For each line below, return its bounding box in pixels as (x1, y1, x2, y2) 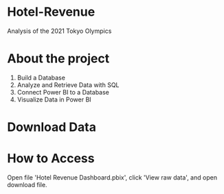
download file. (7, 181, 47, 189)
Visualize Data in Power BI (16, 95, 91, 104)
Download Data (7, 119, 96, 135)
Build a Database (16, 73, 65, 82)
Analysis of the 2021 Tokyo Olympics (7, 27, 112, 35)
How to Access (7, 151, 95, 167)
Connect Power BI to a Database (16, 88, 110, 96)
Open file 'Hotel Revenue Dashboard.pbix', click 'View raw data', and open (7, 173, 218, 182)
